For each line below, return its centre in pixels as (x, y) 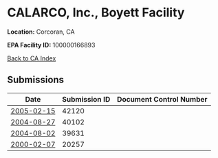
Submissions (35, 80)
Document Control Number (162, 99)
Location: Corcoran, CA (41, 32)
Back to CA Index (32, 58)
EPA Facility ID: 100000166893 (51, 45)
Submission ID (86, 99)
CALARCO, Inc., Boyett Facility (96, 13)
